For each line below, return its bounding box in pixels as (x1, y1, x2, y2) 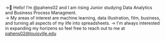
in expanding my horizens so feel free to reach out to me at (5, 25, 125, 31)
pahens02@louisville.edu (5, 31, 57, 36)
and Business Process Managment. (5, 10, 77, 16)
